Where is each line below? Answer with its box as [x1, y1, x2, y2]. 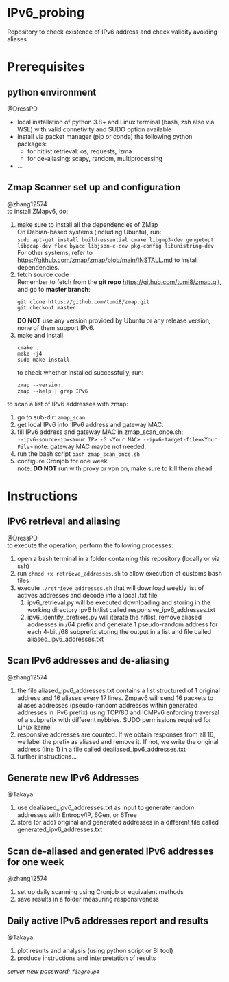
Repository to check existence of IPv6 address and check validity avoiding [7, 28, 218, 36]
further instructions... [16, 752, 77, 761]
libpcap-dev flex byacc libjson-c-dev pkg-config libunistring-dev [16, 242, 214, 249]
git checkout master [16, 304, 76, 311]
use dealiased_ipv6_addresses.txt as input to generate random [16, 803, 194, 812]
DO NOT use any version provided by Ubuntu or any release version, [16, 316, 211, 325]
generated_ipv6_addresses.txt [16, 825, 103, 833]
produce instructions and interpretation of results [16, 954, 156, 962]
